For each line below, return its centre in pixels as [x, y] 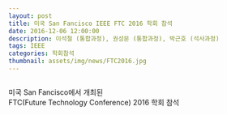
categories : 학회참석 [41, 53]
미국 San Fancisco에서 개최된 [56, 92]
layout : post [30, 16]
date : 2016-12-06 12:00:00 [54, 31]
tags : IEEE [27, 46]
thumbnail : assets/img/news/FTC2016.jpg [78, 62]
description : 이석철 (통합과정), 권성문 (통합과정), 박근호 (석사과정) [114, 38]
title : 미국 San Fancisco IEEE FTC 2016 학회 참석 [90, 23]
